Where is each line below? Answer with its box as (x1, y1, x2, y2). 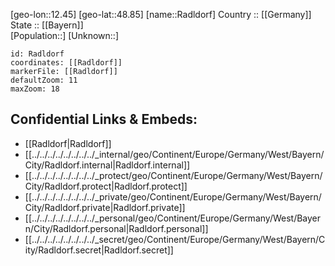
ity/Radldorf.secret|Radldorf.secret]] (24, 244, 174, 256)
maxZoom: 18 (10, 84, 60, 94)
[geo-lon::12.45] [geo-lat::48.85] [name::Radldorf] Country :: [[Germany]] (10, 9, 312, 20)
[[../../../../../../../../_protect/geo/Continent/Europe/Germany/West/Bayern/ (24, 169, 323, 181)
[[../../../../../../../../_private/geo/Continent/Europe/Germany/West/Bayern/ (24, 190, 322, 203)
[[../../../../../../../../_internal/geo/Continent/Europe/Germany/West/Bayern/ (24, 148, 325, 160)
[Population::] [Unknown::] (10, 30, 120, 41)
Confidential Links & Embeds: (10, 111, 198, 128)
